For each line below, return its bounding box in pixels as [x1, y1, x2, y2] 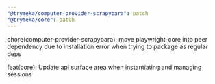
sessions [7, 70, 32, 79]
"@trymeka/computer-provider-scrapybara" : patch [7, 10, 149, 17]
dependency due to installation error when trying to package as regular [7, 42, 208, 51]
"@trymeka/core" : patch [7, 16, 75, 23]
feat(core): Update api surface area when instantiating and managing [7, 63, 202, 71]
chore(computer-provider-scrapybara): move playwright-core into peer [7, 35, 208, 43]
